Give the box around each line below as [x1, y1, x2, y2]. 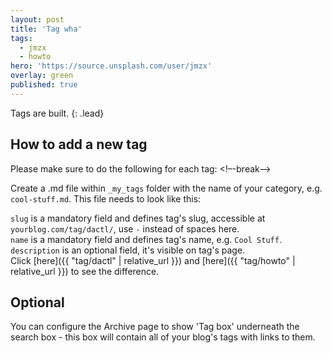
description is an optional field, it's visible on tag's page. [10, 244, 246, 256]
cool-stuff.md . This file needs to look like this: [10, 192, 202, 205]
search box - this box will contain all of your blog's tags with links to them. [10, 331, 316, 343]
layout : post [10, 14, 65, 25]
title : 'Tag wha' [10, 24, 83, 34]
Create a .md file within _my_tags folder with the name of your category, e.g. [10, 182, 323, 194]
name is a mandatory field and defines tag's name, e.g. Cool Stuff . [10, 233, 282, 245]
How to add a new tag [10, 136, 148, 153]
